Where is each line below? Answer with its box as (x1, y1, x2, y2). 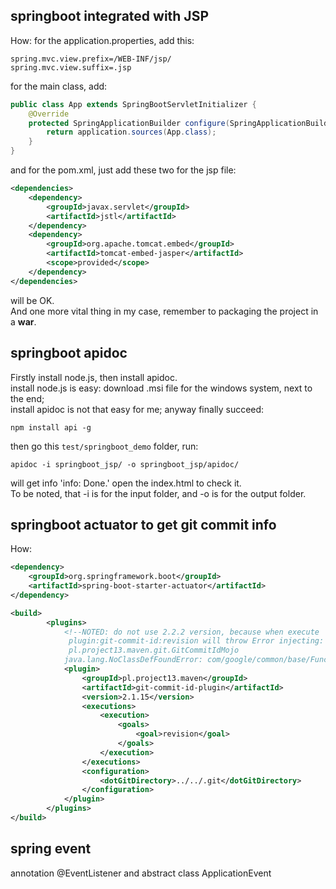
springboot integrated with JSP (10, 8, 209, 25)
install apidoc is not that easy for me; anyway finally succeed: (10, 403, 265, 415)
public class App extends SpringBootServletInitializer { (10, 99, 257, 109)
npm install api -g (10, 422, 92, 433)
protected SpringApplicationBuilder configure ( (28, 118, 230, 128)
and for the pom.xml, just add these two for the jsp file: (10, 164, 237, 176)
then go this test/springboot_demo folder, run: (10, 440, 199, 452)
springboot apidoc (10, 345, 128, 362)
